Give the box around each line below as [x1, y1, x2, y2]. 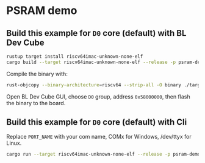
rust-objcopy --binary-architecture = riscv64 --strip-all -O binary [6, 81, 182, 88]
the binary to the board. [6, 99, 66, 106]
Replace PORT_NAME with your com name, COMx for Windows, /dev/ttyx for [6, 133, 192, 140]
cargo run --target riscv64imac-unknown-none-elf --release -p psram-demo [6, 151, 201, 158]
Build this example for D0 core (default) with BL [6, 28, 187, 38]
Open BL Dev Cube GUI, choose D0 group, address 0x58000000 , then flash [6, 92, 190, 100]
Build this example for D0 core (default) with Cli [6, 117, 187, 128]
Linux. [6, 139, 22, 147]
